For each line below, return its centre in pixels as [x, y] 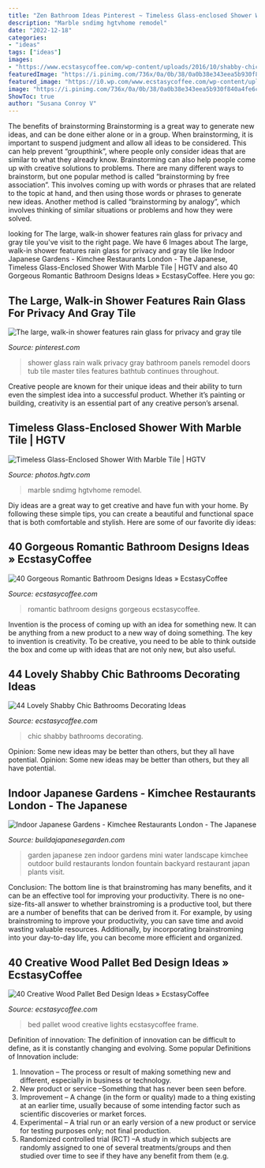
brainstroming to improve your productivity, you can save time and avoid [126, 921]
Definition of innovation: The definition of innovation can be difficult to [122, 1040]
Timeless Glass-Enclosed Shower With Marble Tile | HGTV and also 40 [123, 268]
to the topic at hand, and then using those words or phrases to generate [125, 194]
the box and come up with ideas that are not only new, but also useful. [122, 650]
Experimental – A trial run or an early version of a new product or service [138, 1122]
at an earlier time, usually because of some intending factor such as [130, 1106]
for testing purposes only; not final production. [95, 1130]
